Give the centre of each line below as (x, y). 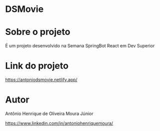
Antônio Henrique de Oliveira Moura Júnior (49, 114)
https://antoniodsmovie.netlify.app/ (41, 80)
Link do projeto (37, 66)
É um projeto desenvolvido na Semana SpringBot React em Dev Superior (80, 46)
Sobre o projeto (38, 32)
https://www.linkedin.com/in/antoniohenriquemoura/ (59, 123)
